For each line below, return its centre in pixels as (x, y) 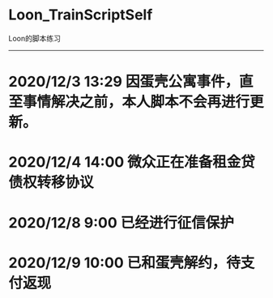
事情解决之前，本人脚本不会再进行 (136, 102)
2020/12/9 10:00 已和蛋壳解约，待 (124, 263)
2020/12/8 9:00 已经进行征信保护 (122, 222)
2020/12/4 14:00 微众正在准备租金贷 (132, 162)
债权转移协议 (51, 183)
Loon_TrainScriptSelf (81, 15)
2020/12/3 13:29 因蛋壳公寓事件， (124, 82)
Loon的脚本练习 (34, 38)
